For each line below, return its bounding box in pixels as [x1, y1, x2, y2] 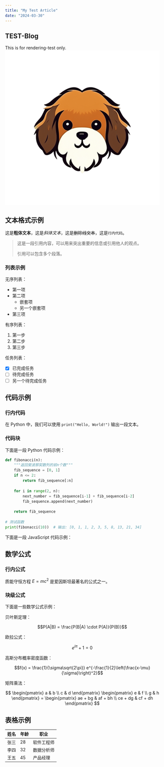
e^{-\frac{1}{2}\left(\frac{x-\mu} [86, 665, 151, 671]
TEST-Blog [5, 32, 39, 40]
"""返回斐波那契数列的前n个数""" [14, 463, 73, 467]
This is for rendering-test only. [5, 45, 67, 51]
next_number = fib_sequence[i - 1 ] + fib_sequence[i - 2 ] [23, 493, 135, 498]
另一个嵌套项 [19, 305, 46, 311]
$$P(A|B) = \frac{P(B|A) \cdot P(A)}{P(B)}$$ [37, 624, 127, 630]
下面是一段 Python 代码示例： [5, 447, 65, 453]
